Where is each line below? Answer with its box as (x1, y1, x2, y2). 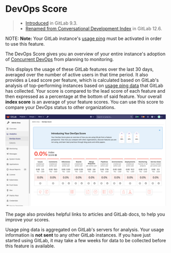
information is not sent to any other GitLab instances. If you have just (5, 232, 151, 238)
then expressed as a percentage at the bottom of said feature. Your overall (5, 93, 162, 99)
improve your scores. (5, 217, 50, 223)
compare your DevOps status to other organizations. (5, 104, 116, 110)
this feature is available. (5, 243, 55, 249)
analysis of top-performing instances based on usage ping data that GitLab (5, 82, 163, 89)
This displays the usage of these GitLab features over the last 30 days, (5, 66, 154, 72)
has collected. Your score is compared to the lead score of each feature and (5, 88, 166, 94)
